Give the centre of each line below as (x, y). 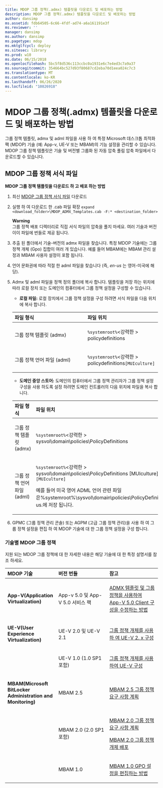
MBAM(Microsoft (28, 683)
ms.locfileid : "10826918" (31, 86)
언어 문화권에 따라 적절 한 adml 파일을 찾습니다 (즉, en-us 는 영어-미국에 (81, 266)
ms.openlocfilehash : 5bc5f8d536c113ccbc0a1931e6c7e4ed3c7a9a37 (70, 64)
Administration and (30, 696)
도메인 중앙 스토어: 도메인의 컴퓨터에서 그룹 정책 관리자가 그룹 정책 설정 (86, 381)
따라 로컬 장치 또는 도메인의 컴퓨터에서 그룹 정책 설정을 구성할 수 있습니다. (82, 288)
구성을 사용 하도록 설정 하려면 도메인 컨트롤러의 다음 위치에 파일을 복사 (86, 387)
